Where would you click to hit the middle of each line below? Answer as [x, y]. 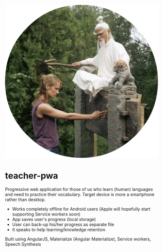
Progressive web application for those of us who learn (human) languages [79, 189]
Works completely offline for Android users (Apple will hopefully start [81, 209]
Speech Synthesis [23, 244]
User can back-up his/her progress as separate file [63, 224]
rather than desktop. [25, 200]
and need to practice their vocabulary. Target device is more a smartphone [80, 194]
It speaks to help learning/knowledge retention [59, 229]
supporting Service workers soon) [46, 214]
